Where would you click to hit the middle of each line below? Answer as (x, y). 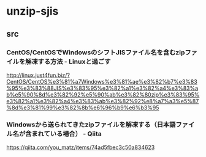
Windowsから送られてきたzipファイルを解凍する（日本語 (91, 125)
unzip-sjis (32, 11)
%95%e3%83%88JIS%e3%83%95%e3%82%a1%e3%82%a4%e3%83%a (102, 88)
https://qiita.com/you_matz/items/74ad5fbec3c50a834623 (81, 147)
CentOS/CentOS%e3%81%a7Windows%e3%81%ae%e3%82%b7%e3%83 (102, 81)
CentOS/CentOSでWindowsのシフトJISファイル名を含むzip (96, 52)
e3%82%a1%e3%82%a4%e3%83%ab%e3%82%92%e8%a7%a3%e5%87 (103, 101)
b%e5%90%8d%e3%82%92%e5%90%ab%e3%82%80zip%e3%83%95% (103, 94)
